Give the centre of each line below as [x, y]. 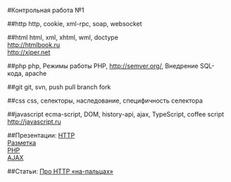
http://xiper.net [29, 52]
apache [36, 73]
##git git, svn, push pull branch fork [59, 87]
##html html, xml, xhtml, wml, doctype [63, 37]
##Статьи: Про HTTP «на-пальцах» [61, 171]
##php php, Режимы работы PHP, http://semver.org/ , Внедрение [103, 66]
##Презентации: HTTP [41, 135]
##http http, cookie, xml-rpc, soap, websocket [75, 24]
